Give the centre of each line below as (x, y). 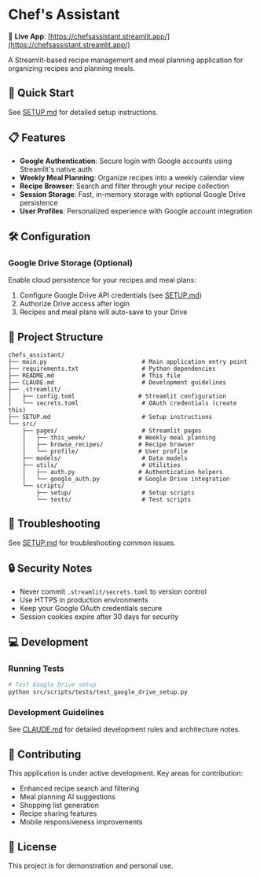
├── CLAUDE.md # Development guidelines (117, 383)
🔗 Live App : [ (29, 36)
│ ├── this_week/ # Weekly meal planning (119, 438)
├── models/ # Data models (105, 458)
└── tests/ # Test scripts (114, 500)
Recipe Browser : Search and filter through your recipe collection (124, 186)
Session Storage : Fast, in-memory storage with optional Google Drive (132, 194)
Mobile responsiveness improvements (81, 822)
